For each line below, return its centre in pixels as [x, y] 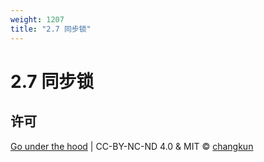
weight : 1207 [37, 19]
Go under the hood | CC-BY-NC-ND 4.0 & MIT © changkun [132, 146]
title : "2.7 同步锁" [51, 29]
